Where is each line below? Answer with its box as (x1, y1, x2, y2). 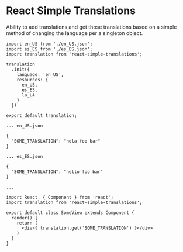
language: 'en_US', (16, 71, 64, 77)
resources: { (16, 77, 49, 82)
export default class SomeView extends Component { (6, 209, 134, 216)
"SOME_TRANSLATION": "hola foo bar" (11, 138, 101, 144)
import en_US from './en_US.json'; (6, 41, 93, 47)
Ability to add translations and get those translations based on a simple (6, 23, 177, 30)
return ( (16, 220, 38, 226)
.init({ (11, 66, 30, 73)
